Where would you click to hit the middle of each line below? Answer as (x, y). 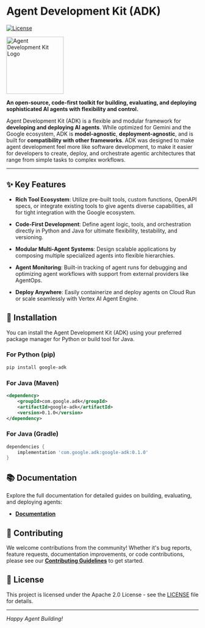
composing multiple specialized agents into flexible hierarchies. (95, 255)
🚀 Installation (32, 318)
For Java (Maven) (33, 383)
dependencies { (26, 447)
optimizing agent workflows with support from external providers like (102, 273)
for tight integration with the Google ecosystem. (75, 212)
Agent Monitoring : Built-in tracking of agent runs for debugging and (101, 267)
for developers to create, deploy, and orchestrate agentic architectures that (101, 153)
